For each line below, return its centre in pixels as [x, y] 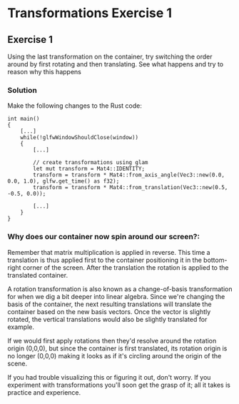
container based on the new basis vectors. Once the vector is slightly [109, 311]
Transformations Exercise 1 [90, 13]
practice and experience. [44, 392]
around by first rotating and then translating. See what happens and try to [115, 64]
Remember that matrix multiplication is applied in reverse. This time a [109, 252]
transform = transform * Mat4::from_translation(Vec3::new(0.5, [131, 188]
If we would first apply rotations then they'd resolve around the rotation [112, 340]
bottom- [215, 260]
